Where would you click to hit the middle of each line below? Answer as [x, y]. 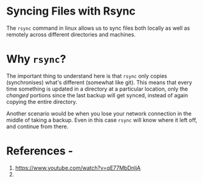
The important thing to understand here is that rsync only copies [87, 76]
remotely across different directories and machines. [71, 34]
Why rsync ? [36, 59]
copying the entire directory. [42, 102]
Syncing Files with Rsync [71, 11]
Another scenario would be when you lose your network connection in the [99, 113]
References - [40, 151]
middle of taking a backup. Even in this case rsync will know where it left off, [102, 120]
